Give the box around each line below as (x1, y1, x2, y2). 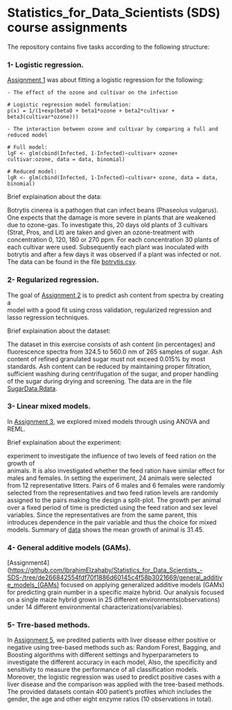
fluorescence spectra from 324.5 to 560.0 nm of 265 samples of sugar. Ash (7, 347, 223, 356)
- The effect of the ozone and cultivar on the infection (7, 89, 178, 97)
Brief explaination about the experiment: (7, 438, 122, 446)
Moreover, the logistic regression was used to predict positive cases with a (7, 672, 221, 682)
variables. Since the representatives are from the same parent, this (7, 511, 197, 519)
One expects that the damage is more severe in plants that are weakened (7, 213, 216, 222)
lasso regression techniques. (7, 313, 90, 321)
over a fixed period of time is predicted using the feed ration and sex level (7, 503, 218, 511)
